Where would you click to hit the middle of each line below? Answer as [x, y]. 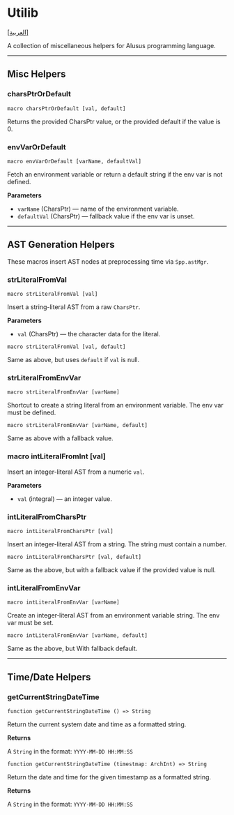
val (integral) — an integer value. [65, 499]
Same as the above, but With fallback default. [72, 649]
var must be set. [31, 623]
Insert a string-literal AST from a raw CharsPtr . [74, 307]
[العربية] [18, 32]
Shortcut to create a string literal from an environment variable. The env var [116, 405]
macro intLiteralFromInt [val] [56, 456]
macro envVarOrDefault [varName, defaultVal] [74, 161]
